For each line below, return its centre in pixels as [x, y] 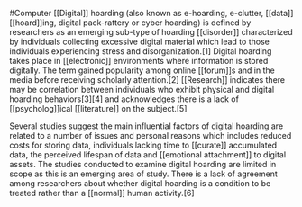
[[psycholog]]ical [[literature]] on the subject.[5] [98, 108]
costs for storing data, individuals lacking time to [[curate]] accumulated [143, 145]
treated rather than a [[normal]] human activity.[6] [102, 193]
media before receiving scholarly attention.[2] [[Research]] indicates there [147, 80]
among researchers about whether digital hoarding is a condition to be [140, 183]
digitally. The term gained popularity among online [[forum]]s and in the [142, 70]
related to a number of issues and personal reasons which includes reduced [151, 135]
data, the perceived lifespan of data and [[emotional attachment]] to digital [148, 155]
